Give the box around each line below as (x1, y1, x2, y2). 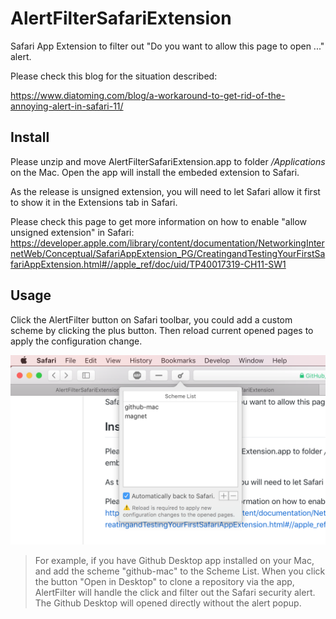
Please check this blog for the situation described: (10, 70, 218, 82)
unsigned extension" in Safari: (10, 226, 135, 238)
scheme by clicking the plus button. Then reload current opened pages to (10, 324, 314, 336)
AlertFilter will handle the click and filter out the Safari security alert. (34, 586, 316, 598)
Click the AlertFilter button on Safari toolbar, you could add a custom (10, 313, 293, 326)
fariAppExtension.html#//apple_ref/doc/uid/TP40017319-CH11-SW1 (10, 258, 287, 270)
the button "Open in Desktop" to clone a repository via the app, (34, 575, 295, 587)
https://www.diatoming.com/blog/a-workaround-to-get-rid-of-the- (10, 89, 286, 101)
